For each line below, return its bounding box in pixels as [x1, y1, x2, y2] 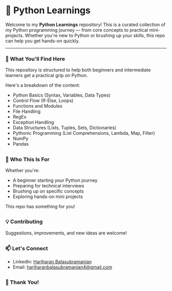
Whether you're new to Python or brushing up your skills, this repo [25, 32, 165, 38]
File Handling [12, 108, 41, 114]
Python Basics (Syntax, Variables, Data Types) [12, 92, 111, 99]
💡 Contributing [5, 218, 43, 225]
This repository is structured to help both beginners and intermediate [5, 67, 151, 73]
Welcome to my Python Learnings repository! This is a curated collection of [5, 21, 166, 28]
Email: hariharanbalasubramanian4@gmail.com [12, 264, 113, 270]
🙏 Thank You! [5, 278, 39, 285]
